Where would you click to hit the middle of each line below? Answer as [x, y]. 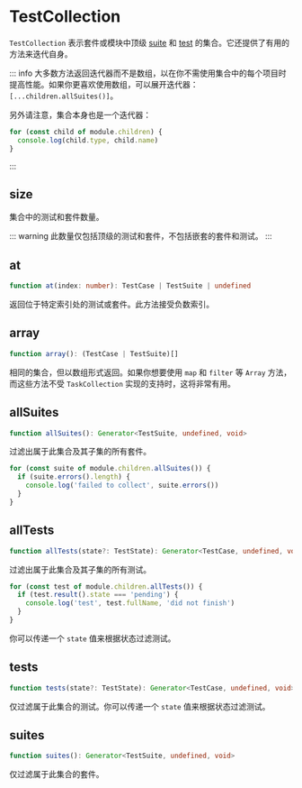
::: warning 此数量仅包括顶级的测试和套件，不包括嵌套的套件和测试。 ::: [141, 236]
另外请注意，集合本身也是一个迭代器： [80, 115]
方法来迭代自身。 [41, 54]
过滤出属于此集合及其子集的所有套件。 [80, 452]
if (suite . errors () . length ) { [74, 477]
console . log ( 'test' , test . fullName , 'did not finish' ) [130, 603]
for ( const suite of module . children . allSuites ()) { [110, 469]
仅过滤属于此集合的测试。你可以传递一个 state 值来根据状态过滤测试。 [140, 706]
